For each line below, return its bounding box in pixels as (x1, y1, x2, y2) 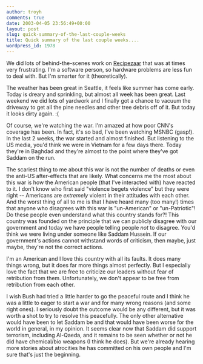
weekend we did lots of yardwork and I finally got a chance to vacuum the (6, 97, 191, 104)
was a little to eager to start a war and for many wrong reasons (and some (6, 299, 191, 306)
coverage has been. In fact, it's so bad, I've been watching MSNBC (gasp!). (6, 128, 194, 136)
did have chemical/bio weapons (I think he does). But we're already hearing (6, 338, 195, 345)
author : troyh (6, 9, 42, 15)
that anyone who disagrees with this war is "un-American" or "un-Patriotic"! (6, 204, 196, 211)
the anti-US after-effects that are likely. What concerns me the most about (6, 172, 191, 179)
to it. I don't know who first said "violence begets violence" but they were (6, 185, 190, 192)
